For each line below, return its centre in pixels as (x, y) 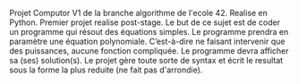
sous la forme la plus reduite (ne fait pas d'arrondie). (106, 70)
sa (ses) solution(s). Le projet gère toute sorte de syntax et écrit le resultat (146, 60)
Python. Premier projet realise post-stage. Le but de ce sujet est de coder (145, 22)
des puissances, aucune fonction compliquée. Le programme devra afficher (149, 51)
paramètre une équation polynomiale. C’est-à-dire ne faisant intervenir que (147, 41)
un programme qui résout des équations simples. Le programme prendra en (149, 32)
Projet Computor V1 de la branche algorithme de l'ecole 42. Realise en (139, 13)
